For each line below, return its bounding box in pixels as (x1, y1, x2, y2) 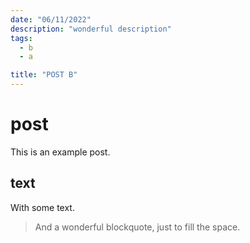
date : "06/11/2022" (10, 14, 92, 25)
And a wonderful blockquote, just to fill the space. (34, 221, 241, 233)
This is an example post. (10, 146, 111, 158)
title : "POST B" (10, 70, 78, 80)
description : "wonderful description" (10, 24, 172, 34)
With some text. (10, 201, 75, 213)
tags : (10, 33, 33, 43)
